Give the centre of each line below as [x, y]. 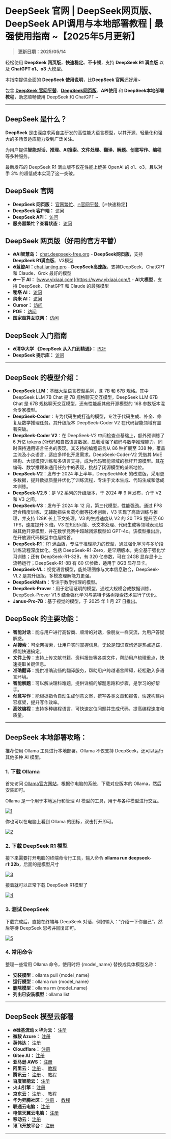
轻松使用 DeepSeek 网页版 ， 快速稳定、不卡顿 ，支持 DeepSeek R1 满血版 [82, 62]
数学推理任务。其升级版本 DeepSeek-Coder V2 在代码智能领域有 [89, 423]
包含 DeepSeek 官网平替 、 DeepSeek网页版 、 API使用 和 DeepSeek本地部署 [85, 90]
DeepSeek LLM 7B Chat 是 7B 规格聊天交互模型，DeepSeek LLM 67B [85, 397]
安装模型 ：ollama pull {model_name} [51, 975]
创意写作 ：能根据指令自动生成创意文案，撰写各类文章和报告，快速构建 [86, 696]
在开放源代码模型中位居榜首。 [44, 537]
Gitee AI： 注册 [28, 1055]
